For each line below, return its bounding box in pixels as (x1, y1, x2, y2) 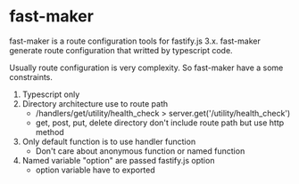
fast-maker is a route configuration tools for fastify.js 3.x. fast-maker (9, 36, 261, 46)
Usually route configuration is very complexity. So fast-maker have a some (9, 62, 284, 73)
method (35, 126, 64, 137)
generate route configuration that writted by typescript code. (9, 44, 234, 55)
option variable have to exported (35, 164, 156, 175)
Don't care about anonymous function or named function (35, 145, 245, 156)
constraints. (9, 71, 54, 82)
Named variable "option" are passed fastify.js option (21, 155, 215, 165)
